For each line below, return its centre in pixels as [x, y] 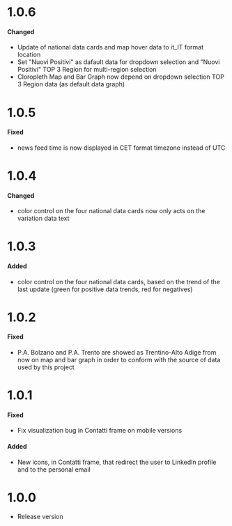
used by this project [46, 367]
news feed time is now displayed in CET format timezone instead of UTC [121, 148]
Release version [40, 517]
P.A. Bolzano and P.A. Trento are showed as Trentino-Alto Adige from [117, 352]
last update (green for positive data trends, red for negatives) [105, 289]
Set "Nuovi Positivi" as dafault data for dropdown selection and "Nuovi [118, 62]
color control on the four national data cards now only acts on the [111, 211]
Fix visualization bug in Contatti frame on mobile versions [100, 431]
